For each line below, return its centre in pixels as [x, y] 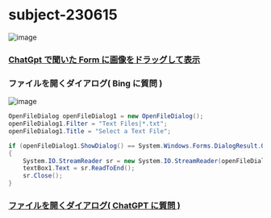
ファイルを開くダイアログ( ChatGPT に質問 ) [94, 205]
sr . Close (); [43, 176]
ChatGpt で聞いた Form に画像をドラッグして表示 [104, 60]
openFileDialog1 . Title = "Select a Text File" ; [90, 131]
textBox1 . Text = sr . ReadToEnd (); [79, 168]
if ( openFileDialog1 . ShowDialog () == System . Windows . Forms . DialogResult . [135, 146]
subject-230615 [63, 15]
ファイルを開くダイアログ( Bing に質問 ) [85, 83]
